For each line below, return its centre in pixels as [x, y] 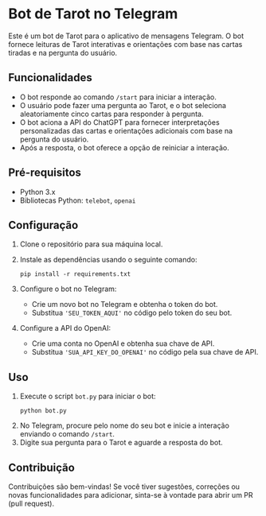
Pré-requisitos [45, 173]
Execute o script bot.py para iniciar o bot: [88, 396]
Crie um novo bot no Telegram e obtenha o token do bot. [125, 305]
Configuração [43, 225]
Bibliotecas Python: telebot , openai [78, 200]
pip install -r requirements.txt [75, 274]
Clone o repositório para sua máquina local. [91, 244]
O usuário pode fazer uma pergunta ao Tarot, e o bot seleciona [123, 105]
